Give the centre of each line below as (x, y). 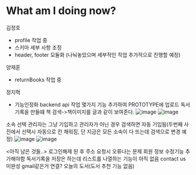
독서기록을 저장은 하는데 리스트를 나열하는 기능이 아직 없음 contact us (106, 159)
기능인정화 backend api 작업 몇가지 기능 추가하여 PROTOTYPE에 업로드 (97, 104)
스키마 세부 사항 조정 (38, 47)
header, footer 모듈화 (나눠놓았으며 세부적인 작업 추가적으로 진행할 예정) (97, 54)
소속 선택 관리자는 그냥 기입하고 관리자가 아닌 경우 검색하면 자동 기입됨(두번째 (94, 124)
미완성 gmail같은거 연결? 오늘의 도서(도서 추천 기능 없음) (70, 166)
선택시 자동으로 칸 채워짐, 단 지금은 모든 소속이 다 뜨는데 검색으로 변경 (101, 131)
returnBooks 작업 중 (38, 80)
